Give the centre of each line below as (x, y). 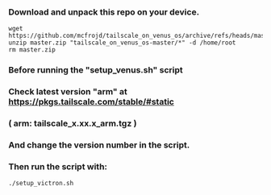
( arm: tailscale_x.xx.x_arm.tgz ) (73, 123)
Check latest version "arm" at (68, 92)
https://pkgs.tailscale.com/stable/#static (92, 102)
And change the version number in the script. (99, 145)
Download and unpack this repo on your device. (104, 12)
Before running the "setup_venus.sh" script (96, 70)
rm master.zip (32, 50)
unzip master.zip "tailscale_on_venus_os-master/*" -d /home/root (122, 43)
